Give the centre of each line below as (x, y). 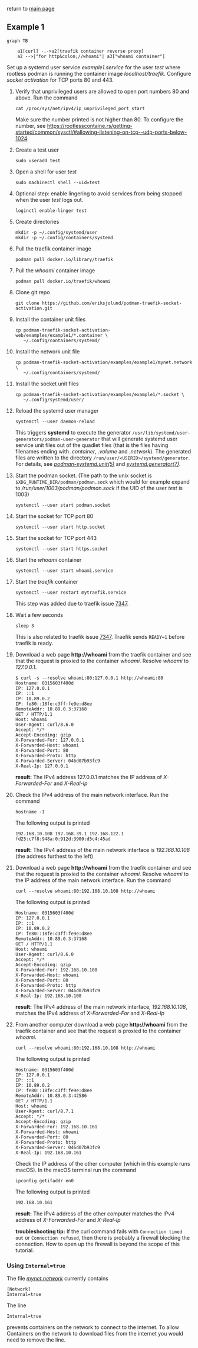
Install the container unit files (50, 319)
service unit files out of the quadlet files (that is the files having (92, 445)
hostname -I (30, 812)
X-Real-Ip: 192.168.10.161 (48, 1153)
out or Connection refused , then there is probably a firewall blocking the (103, 1237)
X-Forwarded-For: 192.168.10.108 (56, 970)
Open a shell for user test (46, 172)
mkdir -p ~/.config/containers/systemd (64, 237)
